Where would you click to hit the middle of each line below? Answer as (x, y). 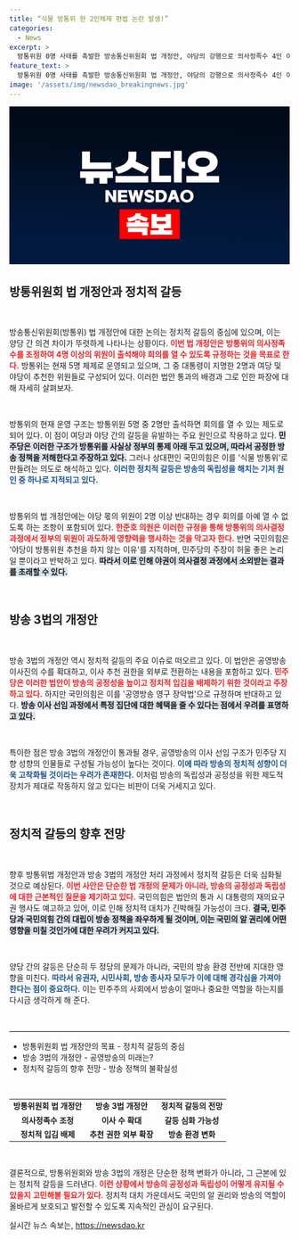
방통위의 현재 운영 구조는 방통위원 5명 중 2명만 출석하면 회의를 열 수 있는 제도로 (147, 425)
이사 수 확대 (121, 1120)
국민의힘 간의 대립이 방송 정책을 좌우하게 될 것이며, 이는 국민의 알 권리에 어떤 (156, 919)
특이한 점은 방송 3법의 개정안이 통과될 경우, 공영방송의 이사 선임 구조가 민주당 (143, 752)
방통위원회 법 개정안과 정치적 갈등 (96, 291)
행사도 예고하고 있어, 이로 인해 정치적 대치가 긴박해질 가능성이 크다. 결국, (144, 908)
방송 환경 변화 (192, 1134)
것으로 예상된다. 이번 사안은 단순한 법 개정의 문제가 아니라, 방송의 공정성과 (136, 885)
